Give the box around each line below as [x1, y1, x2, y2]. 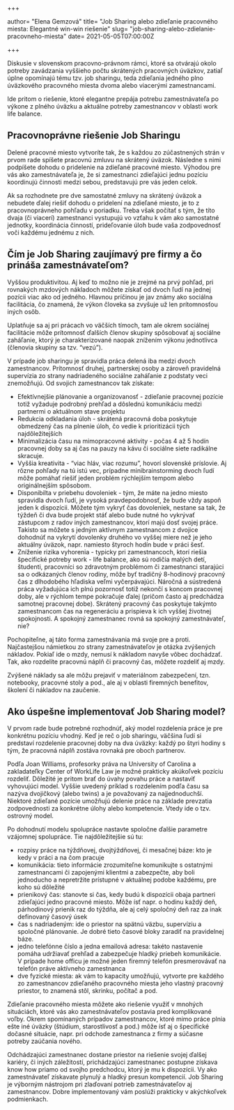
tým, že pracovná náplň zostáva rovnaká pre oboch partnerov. [7, 746, 186, 755]
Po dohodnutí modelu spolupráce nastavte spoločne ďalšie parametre [7, 825, 208, 834]
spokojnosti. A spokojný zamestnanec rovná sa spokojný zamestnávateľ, [17, 614, 226, 623]
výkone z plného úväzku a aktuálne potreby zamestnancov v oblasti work [7, 102, 218, 110]
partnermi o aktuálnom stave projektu [17, 407, 125, 415]
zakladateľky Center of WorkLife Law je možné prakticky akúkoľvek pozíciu [7, 767, 224, 776]
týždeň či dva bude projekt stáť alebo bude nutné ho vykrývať [17, 510, 195, 519]
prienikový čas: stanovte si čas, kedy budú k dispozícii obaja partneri [17, 891, 216, 899]
